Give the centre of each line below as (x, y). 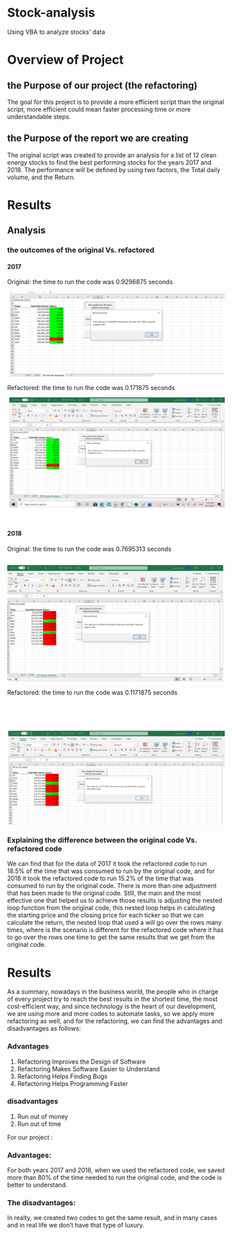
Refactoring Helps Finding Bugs (62, 1076)
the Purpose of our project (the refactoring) (103, 85)
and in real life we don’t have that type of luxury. (76, 1225)
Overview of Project (66, 60)
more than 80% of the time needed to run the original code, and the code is (115, 1178)
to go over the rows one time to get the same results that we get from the (111, 937)
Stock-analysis (51, 13)
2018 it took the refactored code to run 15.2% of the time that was (101, 878)
